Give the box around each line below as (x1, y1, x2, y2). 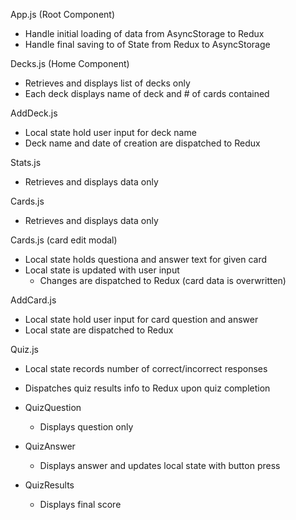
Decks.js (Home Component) (10, 58, 130, 69)
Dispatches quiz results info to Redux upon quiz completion (24, 382, 271, 394)
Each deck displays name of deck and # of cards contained (24, 88, 270, 99)
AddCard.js (10, 294, 57, 306)
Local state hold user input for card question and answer (24, 314, 259, 325)
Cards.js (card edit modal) (10, 234, 118, 246)
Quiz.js (10, 344, 39, 355)
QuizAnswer (24, 440, 76, 452)
